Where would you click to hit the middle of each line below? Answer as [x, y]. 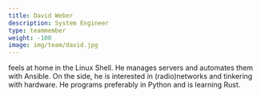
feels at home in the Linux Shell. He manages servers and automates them [131, 68]
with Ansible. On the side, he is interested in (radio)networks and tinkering [130, 76]
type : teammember [37, 30]
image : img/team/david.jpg [53, 45]
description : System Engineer [59, 23]
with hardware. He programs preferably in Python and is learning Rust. [124, 85]
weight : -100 [30, 38]
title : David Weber [41, 16]
